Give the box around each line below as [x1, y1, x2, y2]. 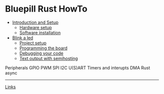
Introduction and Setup [12, 19, 59, 25]
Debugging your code [19, 50, 63, 56]
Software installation [19, 30, 61, 35]
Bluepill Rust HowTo [5, 3, 88, 15]
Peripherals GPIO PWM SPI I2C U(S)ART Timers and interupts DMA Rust [5, 64, 150, 71]
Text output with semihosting [19, 55, 78, 61]
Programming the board [19, 45, 67, 51]
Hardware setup [19, 24, 52, 30]
